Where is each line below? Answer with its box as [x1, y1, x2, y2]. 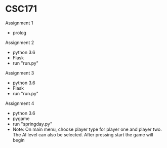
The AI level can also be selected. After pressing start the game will [12, 131, 153, 137]
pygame [12, 115, 30, 122]
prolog [12, 29, 27, 35]
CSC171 [5, 3, 37, 15]
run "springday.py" [12, 121, 52, 127]
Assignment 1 [5, 20, 33, 26]
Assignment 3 [5, 69, 34, 76]
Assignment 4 [5, 100, 34, 106]
